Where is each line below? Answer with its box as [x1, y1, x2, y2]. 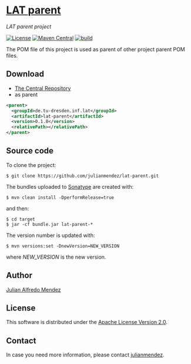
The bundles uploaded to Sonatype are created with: [6, 183, 134, 190]
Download [6, 69, 44, 79]
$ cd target [6, 216, 35, 222]
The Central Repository [14, 85, 71, 92]
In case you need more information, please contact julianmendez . [6, 351, 165, 359]
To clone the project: [6, 161, 56, 168]
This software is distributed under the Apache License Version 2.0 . [6, 319, 167, 326]
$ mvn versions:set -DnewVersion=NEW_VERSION [6, 243, 119, 249]
